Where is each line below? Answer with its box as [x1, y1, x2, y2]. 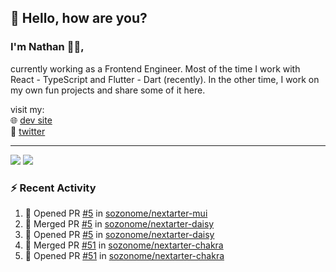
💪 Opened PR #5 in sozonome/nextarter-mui [24, 207, 208, 219]
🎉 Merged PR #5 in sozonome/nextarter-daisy [24, 217, 215, 230]
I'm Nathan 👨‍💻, [10, 40, 85, 54]
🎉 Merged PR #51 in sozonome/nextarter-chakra [24, 239, 224, 251]
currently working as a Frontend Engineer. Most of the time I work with [10, 62, 301, 75]
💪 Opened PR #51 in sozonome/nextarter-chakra [24, 249, 225, 261]
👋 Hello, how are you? [10, 10, 148, 27]
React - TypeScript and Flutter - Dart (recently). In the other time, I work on [10, 73, 320, 85]
